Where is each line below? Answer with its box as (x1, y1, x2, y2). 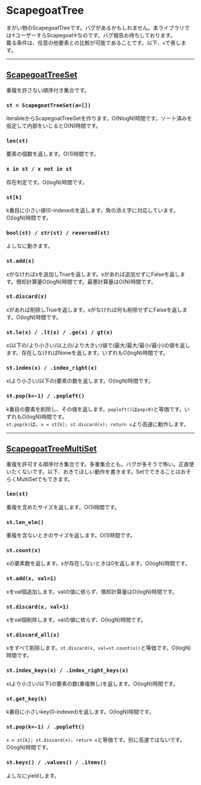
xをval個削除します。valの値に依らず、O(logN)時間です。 (6, 616, 147, 623)
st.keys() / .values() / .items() (6, 759, 106, 766)
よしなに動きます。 (6, 242, 53, 250)
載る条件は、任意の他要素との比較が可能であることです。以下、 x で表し (6, 39, 181, 46)
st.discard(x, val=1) (6, 603, 69, 610)
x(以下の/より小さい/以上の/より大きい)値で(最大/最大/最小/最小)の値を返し (6, 342, 190, 349)
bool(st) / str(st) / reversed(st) (6, 229, 110, 236)
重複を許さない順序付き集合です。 (6, 86, 90, 93)
